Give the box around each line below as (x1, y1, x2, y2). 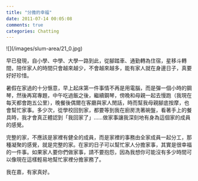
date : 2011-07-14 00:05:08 (6, 15, 72, 22)
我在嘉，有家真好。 (6, 169, 53, 176)
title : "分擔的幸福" (6, 9, 52, 15)
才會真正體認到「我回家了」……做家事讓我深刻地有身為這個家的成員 (26, 114, 191, 121)
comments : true (6, 22, 44, 28)
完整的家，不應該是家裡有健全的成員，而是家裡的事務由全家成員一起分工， (6, 134, 187, 141)
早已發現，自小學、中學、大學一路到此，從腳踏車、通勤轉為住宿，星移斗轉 (6, 57, 187, 64)
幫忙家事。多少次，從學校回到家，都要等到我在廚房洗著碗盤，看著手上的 (11, 107, 187, 114)
